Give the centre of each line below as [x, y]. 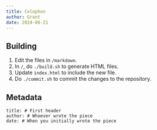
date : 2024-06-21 [27, 22]
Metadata [24, 97]
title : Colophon [26, 11]
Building [21, 46]
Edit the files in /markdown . [46, 60]
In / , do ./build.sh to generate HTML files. [66, 66]
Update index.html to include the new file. [65, 73]
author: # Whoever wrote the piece [50, 116]
